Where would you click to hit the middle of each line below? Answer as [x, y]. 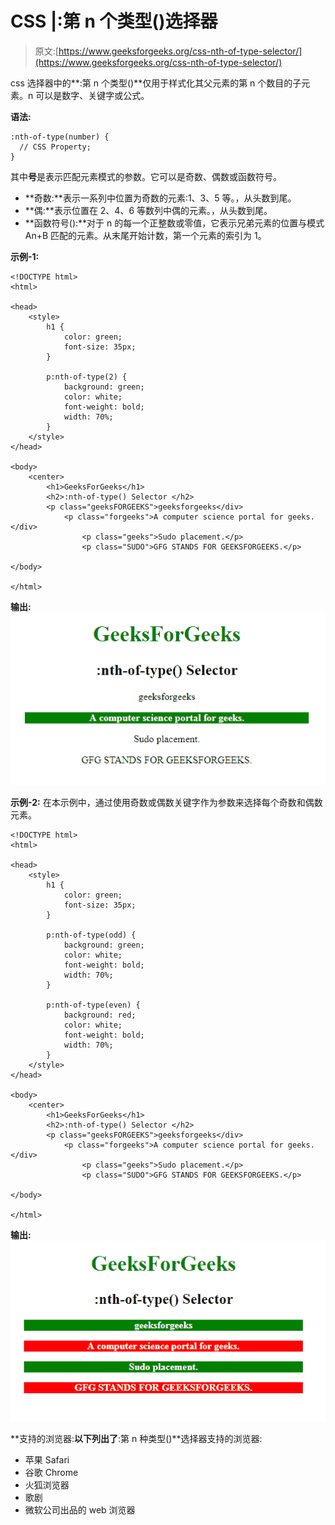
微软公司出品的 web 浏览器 [80, 1509]
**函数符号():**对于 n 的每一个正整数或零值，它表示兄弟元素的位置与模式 [174, 223]
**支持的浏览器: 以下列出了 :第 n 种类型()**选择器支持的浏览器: [136, 1438]
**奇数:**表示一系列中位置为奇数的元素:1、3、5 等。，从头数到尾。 [160, 198]
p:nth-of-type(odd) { [91, 935]
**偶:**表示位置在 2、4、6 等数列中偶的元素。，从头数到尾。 [148, 210]
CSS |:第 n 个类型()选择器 [114, 21]
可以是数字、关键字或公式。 [92, 95]
